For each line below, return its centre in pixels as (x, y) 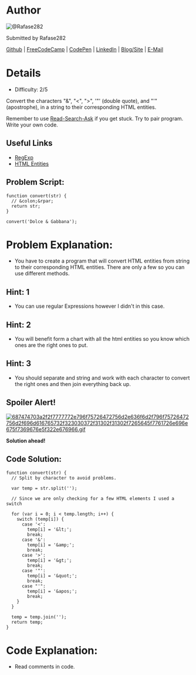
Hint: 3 (18, 363)
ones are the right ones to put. (51, 345)
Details (23, 73)
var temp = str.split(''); (44, 488)
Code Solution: (34, 459)
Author (23, 10)
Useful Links (29, 143)
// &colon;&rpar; (33, 201)
